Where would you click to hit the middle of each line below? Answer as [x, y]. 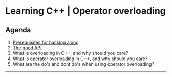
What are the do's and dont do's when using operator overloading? [83, 64]
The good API [27, 48]
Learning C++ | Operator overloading [86, 11]
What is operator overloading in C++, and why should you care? [80, 59]
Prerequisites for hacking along [46, 42]
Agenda [18, 30]
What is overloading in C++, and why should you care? [70, 53]
